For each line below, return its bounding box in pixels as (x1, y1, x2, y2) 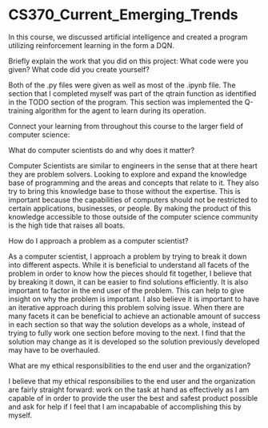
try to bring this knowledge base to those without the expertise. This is (8, 186, 242, 196)
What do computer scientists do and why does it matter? (8, 145, 195, 155)
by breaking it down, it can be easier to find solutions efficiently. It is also (8, 277, 249, 286)
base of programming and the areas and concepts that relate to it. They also (8, 178, 259, 188)
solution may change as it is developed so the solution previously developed (8, 337, 260, 346)
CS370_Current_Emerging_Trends (8, 6, 238, 24)
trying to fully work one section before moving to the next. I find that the (8, 328, 246, 337)
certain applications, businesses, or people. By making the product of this (8, 203, 252, 213)
